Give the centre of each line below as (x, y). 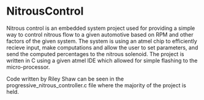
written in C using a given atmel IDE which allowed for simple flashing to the (102, 60)
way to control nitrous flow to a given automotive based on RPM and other (100, 34)
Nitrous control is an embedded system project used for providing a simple (101, 28)
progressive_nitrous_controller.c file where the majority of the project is (96, 85)
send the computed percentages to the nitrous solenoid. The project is (95, 54)
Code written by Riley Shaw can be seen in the (65, 79)
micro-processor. (28, 67)
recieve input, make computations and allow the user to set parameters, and (102, 48)
